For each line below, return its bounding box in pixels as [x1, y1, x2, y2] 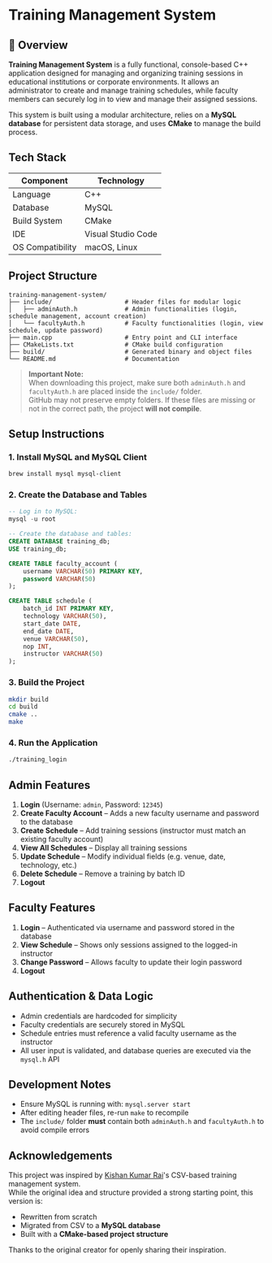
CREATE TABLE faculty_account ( [8, 560, 118, 568]
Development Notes [8, 1078, 111, 1091]
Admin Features [8, 778, 91, 792]
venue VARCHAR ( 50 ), [23, 634, 89, 643]
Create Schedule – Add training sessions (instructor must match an [19, 825, 246, 835]
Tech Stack [8, 150, 67, 164]
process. [8, 128, 38, 137]
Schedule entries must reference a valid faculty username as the [19, 1028, 237, 1038]
